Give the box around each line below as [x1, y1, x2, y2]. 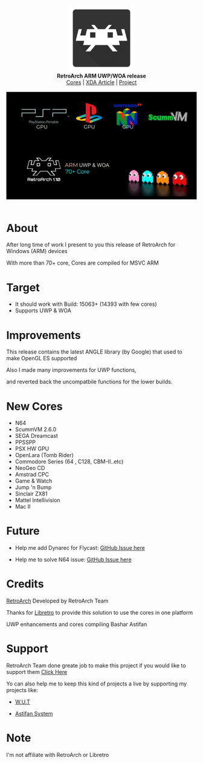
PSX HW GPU [14, 445, 50, 452]
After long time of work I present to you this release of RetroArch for [6, 241, 176, 248]
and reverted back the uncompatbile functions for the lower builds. [6, 378, 173, 386]
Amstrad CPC [14, 471, 50, 478]
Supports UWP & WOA [14, 307, 71, 314]
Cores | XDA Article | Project [66, 79, 137, 86]
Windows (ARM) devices [6, 248, 68, 255]
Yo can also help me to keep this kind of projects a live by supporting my [6, 680, 187, 687]
